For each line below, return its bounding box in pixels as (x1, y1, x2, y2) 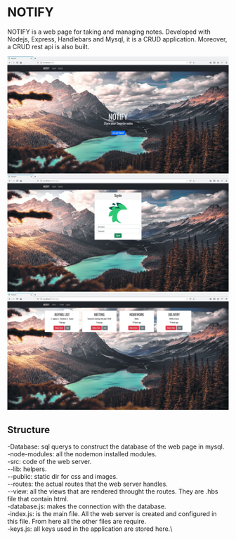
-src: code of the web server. (7, 458, 92, 466)
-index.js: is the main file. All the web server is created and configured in (7, 510, 217, 518)
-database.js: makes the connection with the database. (7, 502, 166, 510)
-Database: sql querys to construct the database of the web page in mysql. (7, 442, 225, 451)
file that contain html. (7, 495, 69, 503)
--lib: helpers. (7, 465, 47, 473)
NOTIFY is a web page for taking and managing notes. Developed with (7, 27, 211, 36)
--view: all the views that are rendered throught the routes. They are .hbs (7, 487, 218, 496)
